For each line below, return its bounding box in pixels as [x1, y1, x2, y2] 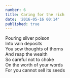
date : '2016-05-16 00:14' [5, 17, 60, 22]
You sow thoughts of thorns [5, 46, 63, 52]
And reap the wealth [5, 51, 48, 57]
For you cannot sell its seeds [5, 67, 65, 73]
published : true [5, 21, 40, 27]
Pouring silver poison [5, 35, 50, 41]
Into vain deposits [5, 41, 43, 47]
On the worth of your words [5, 62, 63, 68]
